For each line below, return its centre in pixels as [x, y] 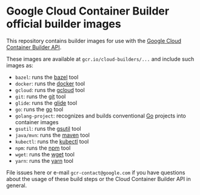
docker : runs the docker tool [50, 84]
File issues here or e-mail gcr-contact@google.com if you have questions [96, 172]
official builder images [64, 24]
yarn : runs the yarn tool [44, 160]
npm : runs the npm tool [43, 148]
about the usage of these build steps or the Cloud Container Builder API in [98, 179]
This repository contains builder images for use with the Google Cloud [94, 41]
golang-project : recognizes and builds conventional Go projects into [100, 116]
